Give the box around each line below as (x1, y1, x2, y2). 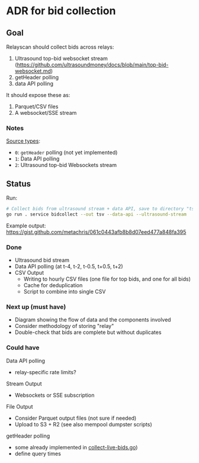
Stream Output (6, 380, 42, 387)
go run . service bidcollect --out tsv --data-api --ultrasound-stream (6, 211, 187, 217)
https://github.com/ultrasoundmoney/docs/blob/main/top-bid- (17, 61, 169, 68)
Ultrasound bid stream (14, 256, 70, 264)
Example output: (6, 222, 46, 229)
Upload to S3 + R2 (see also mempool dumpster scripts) (14, 420, 152, 427)
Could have (6, 343, 40, 352)
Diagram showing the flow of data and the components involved (14, 316, 171, 323)
